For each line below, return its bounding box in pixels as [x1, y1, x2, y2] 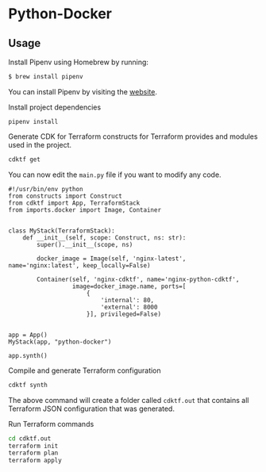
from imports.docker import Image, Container [8, 205, 161, 214]
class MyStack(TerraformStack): [8, 227, 115, 235]
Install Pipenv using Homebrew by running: [8, 57, 149, 67]
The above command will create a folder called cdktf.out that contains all [8, 395, 249, 405]
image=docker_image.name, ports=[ [71, 282, 187, 290]
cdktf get [8, 155, 41, 163]
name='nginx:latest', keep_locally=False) [8, 261, 151, 270]
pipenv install [8, 117, 59, 125]
